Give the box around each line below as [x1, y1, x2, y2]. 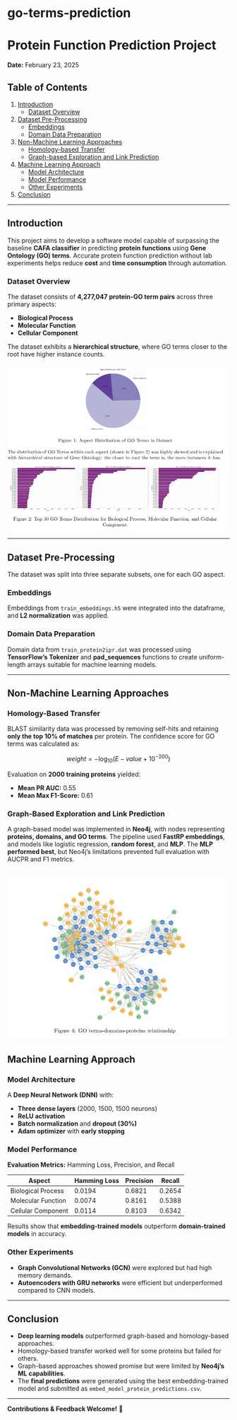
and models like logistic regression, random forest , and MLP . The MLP [7, 840, 214, 848]
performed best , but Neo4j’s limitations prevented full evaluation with [7, 848, 210, 856]
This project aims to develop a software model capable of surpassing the [7, 236, 220, 245]
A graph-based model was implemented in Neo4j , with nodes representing [7, 825, 225, 833]
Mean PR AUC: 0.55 [17, 783, 76, 792]
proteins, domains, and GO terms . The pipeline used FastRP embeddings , [7, 833, 226, 841]
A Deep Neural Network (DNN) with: [7, 1091, 114, 1099]
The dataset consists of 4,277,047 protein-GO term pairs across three [7, 292, 214, 301]
